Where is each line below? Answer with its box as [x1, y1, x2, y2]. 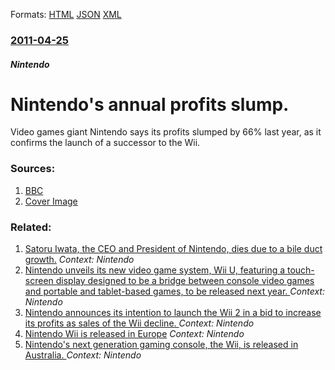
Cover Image [24, 195, 78, 207]
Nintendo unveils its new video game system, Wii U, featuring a [24, 264, 286, 276]
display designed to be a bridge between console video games [55, 275, 315, 287]
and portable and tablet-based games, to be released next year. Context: [24, 285, 325, 298]
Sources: [10, 162, 56, 176]
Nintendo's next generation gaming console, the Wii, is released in [24, 339, 299, 351]
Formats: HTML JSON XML [10, 9, 122, 20]
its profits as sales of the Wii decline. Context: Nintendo [24, 317, 255, 329]
